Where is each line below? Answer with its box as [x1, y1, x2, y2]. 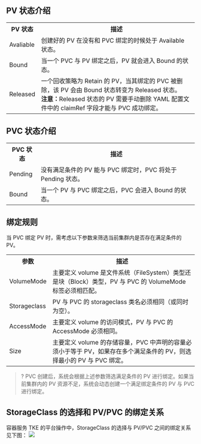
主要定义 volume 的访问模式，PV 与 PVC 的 [52, 318, 173, 326]
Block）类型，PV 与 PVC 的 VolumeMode [70, 278, 187, 286]
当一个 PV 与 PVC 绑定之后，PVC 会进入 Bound [41, 185, 173, 194]
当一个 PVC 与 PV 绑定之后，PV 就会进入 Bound [41, 56, 175, 65]
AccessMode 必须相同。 [52, 327, 121, 335]
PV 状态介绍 [6, 5, 51, 16]
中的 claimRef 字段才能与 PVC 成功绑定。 [47, 104, 163, 112]
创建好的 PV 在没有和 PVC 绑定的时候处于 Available [41, 36, 185, 44]
